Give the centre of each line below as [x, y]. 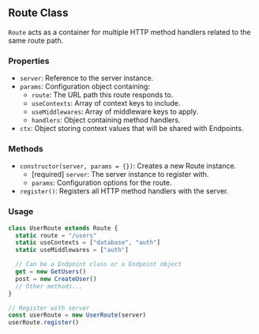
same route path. [36, 40]
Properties [29, 61]
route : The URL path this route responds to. [102, 95]
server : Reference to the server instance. [86, 78]
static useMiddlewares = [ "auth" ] [72, 250]
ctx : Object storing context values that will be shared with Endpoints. [131, 129]
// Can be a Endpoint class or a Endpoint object [98, 265]
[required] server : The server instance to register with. [120, 175]
